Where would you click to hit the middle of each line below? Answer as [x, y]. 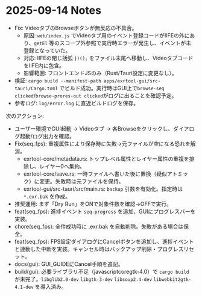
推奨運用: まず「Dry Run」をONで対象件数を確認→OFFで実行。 [93, 204]
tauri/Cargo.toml [36, 88]
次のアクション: [25, 116]
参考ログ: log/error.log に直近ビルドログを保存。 [77, 103]
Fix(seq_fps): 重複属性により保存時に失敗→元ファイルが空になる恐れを [103, 143]
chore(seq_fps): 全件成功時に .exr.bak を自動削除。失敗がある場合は [99, 226]
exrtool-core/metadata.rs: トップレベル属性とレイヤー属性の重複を [106, 159]
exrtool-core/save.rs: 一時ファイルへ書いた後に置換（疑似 [95, 174]
